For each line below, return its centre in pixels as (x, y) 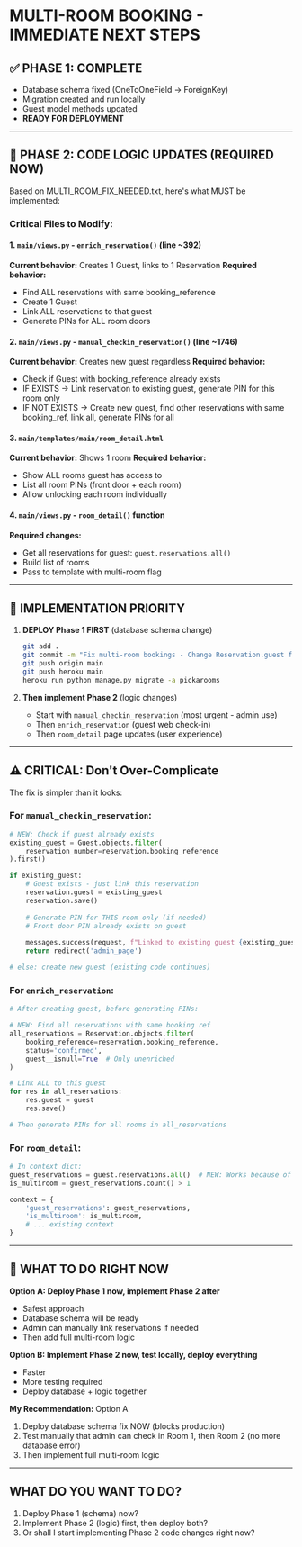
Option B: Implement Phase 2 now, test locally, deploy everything (133, 1354)
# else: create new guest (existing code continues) (110, 968)
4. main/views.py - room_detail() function (87, 515)
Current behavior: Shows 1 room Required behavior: (108, 458)
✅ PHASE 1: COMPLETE (76, 68)
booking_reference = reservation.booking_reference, (122, 1042)
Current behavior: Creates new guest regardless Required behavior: (138, 362)
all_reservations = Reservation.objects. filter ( (102, 1034)
